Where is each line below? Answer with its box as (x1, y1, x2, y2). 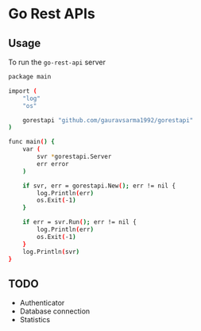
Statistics (19, 315, 51, 325)
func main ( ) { (8, 138, 56, 146)
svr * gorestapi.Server (37, 152, 112, 160)
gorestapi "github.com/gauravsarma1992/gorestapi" (22, 116, 194, 124)
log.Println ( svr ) (22, 248, 80, 256)
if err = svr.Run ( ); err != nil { (22, 218, 137, 226)
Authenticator (19, 298, 65, 308)
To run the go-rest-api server (8, 57, 106, 67)
